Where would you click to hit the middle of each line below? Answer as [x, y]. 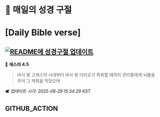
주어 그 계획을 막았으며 [39, 81]
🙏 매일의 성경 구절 [39, 10]
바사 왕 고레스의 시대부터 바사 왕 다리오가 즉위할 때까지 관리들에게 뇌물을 [86, 75]
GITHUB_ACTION [32, 108]
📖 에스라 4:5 [17, 64]
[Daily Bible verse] [43, 33]
